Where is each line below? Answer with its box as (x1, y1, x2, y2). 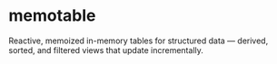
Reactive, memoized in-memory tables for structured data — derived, (8, 35, 269, 46)
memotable (8, 5, 96, 26)
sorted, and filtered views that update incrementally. (8, 44, 203, 55)
